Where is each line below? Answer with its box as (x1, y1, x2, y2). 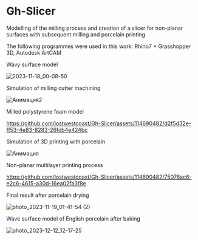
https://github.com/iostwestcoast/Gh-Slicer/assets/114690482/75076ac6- (6, 173, 193, 180)
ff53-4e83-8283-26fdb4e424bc (6, 126, 88, 133)
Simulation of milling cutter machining (6, 84, 101, 92)
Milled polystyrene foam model (6, 108, 84, 115)
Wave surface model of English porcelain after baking (6, 214, 141, 222)
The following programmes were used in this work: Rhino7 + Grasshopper (6, 43, 191, 50)
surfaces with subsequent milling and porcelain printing (6, 30, 146, 38)
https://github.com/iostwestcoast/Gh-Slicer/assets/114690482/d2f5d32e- (6, 120, 191, 127)
